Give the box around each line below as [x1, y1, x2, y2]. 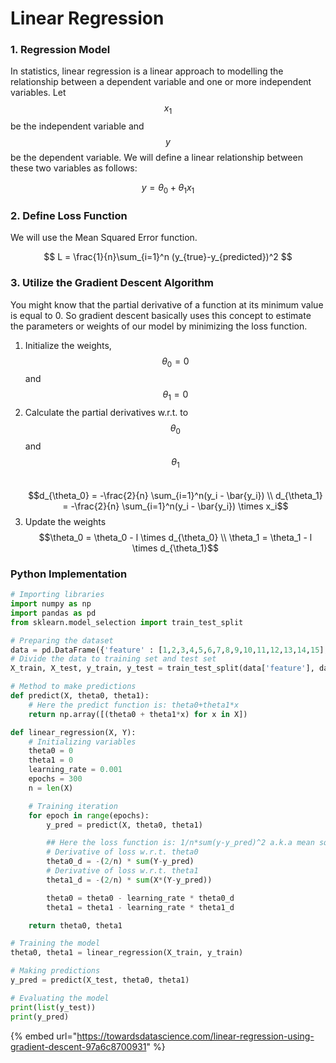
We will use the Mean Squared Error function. [10, 232, 198, 244]
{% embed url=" [10, 1030, 78, 1042]
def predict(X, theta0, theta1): [10, 691, 150, 701]
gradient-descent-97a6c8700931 [10, 1040, 147, 1052]
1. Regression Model [10, 43, 111, 57]
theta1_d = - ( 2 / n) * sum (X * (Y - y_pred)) [46, 875, 213, 885]
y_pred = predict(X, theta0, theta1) [46, 820, 203, 830]
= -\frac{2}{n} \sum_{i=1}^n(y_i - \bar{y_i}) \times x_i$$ [62, 500, 289, 512]
